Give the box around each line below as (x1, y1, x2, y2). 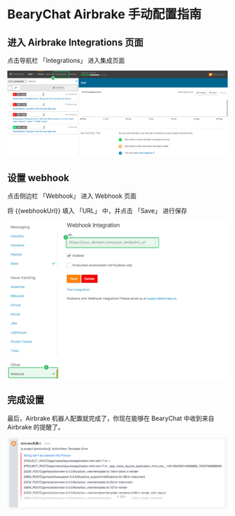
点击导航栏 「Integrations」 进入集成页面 (7, 57, 125, 64)
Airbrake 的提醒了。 (7, 422, 64, 431)
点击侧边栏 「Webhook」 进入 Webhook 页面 (7, 192, 136, 200)
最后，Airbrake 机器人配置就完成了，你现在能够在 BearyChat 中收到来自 (7, 414, 215, 422)
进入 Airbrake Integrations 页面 (7, 36, 143, 48)
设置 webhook (7, 172, 70, 184)
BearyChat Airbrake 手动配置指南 (7, 6, 201, 22)
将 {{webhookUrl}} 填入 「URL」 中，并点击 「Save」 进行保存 (7, 207, 187, 215)
